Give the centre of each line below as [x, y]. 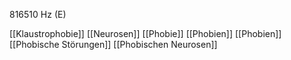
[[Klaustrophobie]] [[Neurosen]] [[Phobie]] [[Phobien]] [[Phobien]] [145, 33]
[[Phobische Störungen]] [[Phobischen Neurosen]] [113, 44]
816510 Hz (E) [38, 14]
